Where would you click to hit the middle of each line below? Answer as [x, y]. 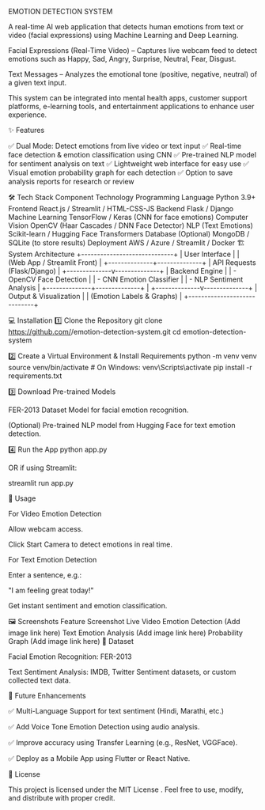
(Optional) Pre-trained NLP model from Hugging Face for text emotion [122, 425]
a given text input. [38, 83]
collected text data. [40, 680]
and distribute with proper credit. [62, 798]
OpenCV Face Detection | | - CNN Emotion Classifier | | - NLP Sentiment [126, 279]
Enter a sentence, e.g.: [45, 575]
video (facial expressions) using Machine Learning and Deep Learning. [123, 35]
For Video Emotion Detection [55, 514]
